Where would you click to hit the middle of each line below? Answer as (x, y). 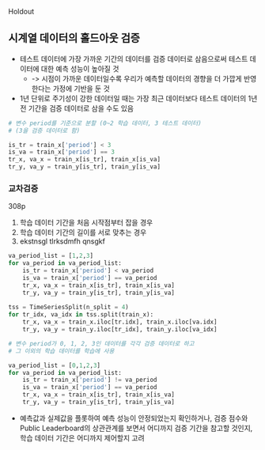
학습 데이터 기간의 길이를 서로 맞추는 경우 (83, 233)
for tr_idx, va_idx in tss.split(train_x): (81, 315)
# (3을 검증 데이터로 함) (44, 130)
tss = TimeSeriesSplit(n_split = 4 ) (68, 308)
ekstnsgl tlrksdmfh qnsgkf (62, 241)
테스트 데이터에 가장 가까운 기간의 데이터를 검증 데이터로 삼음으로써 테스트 (134, 59)
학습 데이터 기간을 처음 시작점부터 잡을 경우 (86, 223)
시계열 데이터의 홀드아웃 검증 (74, 38)
